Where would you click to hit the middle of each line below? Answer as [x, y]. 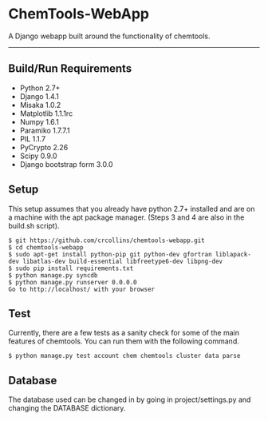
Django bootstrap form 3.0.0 [66, 164]
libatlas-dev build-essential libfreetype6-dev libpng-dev [123, 261]
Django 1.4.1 [39, 96]
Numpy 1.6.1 [39, 121]
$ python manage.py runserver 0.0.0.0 [73, 282]
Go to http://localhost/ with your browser [82, 289]
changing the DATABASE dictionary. [67, 408]
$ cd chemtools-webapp [46, 247]
